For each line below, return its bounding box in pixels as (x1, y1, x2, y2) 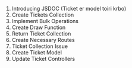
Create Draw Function (11, 24, 66, 31)
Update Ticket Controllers (11, 56, 76, 62)
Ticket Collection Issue (11, 43, 68, 50)
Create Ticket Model (11, 49, 62, 56)
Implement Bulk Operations (11, 18, 79, 24)
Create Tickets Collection (11, 11, 74, 18)
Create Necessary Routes (11, 37, 76, 43)
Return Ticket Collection (11, 30, 71, 37)
